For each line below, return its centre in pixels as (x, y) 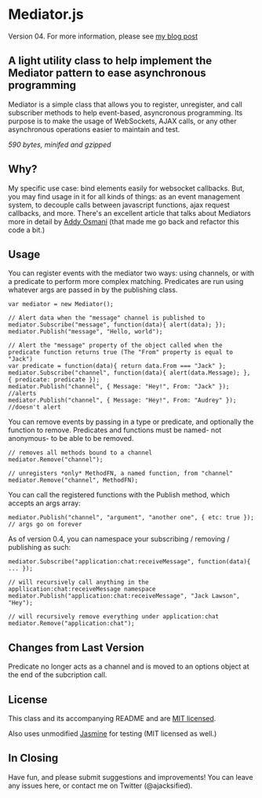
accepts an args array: (44, 503)
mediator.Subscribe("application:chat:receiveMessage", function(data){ (129, 562)
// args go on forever (45, 525)
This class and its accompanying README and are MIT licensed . (112, 718)
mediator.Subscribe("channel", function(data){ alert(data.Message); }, (129, 373)
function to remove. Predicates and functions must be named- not (115, 430)
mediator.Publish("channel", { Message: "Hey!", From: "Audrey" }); (122, 401)
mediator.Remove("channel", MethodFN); (73, 480)
